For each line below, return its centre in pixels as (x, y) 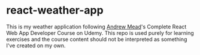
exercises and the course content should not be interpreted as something (97, 39)
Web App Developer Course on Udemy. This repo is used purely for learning (100, 33)
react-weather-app (55, 10)
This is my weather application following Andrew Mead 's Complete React (96, 27)
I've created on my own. (36, 46)
